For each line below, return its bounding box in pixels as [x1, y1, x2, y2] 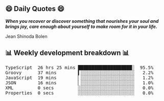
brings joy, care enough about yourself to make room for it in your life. [5, 23, 157, 29]
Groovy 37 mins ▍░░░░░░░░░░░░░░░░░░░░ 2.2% [5, 70, 154, 76]
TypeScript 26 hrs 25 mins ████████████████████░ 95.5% [5, 64, 154, 71]
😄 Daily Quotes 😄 [5, 5, 65, 13]
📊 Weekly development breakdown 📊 [5, 49, 129, 57]
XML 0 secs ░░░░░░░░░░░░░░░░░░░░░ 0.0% [5, 85, 154, 91]
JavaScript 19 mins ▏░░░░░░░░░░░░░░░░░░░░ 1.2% [5, 75, 154, 81]
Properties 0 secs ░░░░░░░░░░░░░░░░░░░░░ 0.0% [5, 90, 154, 96]
